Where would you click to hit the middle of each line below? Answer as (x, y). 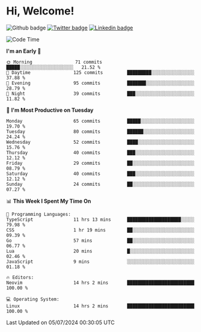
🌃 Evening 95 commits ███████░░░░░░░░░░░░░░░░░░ (100, 83)
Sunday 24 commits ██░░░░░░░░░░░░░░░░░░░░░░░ (100, 184)
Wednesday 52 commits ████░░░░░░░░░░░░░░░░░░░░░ (100, 142)
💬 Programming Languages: (38, 214)
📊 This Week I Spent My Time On (49, 201)
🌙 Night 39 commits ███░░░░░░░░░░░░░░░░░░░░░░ (100, 94)
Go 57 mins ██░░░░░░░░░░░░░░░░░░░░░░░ (100, 241)
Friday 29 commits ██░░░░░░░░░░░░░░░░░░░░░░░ (100, 163)
